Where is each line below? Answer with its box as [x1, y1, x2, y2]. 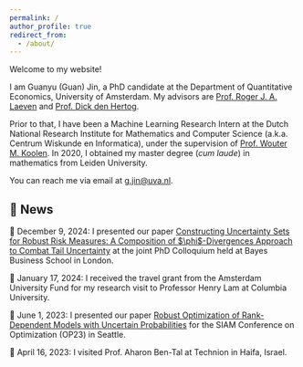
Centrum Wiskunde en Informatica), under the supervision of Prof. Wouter [9, 138, 287, 149]
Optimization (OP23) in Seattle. [9, 330, 126, 341]
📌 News [9, 202, 54, 217]
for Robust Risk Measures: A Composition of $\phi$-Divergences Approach [9, 236, 294, 246]
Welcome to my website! [9, 64, 102, 75]
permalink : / [9, 13, 59, 23]
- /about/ [17, 38, 55, 48]
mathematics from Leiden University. [9, 157, 148, 169]
